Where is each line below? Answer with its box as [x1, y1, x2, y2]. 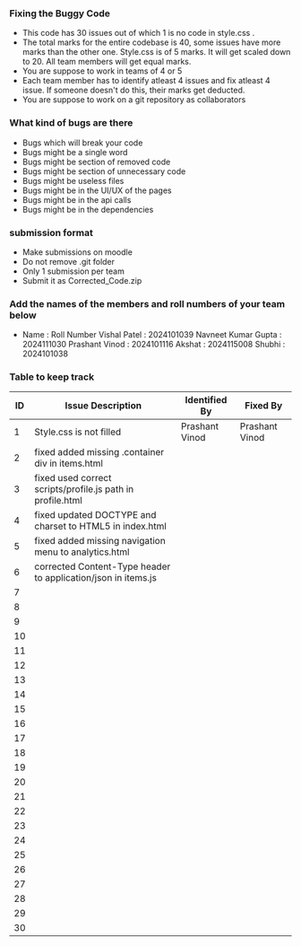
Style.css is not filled [34, 425, 122, 438]
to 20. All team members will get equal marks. [21, 57, 192, 67]
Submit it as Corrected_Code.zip [21, 275, 142, 285]
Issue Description [64, 399, 142, 412]
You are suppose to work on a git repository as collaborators [21, 94, 246, 105]
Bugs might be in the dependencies [21, 204, 154, 215]
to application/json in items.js [34, 572, 157, 584]
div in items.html [34, 457, 103, 469]
